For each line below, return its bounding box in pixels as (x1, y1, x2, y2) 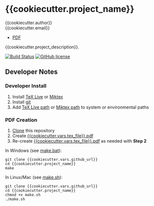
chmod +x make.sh (5, 192, 41, 197)
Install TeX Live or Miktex (12, 93, 63, 99)
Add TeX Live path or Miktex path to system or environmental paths (12, 104, 149, 110)
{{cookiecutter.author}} (5, 20, 53, 26)
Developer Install (5, 83, 47, 89)
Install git (12, 99, 31, 105)
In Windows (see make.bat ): (5, 147, 62, 153)
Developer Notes (5, 68, 58, 76)
